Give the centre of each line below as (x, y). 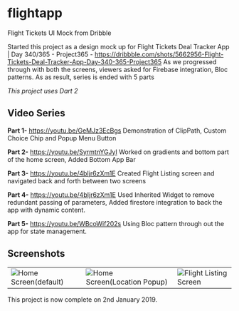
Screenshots (36, 254)
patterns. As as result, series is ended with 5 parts (81, 77)
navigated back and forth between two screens (77, 180)
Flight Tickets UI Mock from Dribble (59, 33)
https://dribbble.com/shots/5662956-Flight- (159, 54)
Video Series (36, 113)
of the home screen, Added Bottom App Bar (72, 159)
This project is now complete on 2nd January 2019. (83, 299)
